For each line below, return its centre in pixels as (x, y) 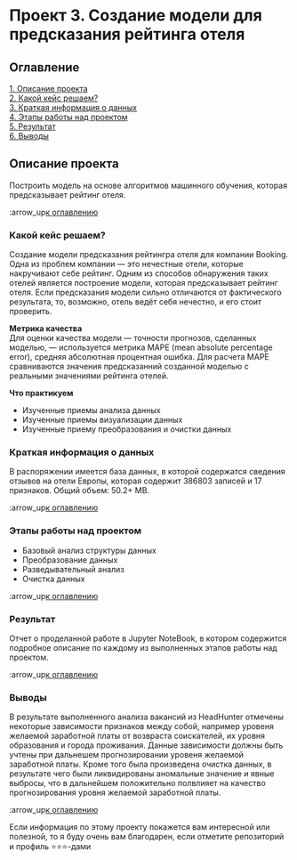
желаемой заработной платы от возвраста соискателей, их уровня (137, 736)
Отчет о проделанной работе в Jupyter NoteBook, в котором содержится (148, 638)
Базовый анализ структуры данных (89, 550)
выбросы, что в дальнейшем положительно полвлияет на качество (138, 783)
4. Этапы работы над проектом (68, 117)
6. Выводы (29, 136)
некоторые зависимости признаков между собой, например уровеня (141, 726)
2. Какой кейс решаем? (54, 98)
